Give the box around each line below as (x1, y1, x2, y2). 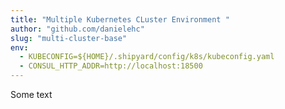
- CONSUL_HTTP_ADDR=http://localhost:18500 (19, 61, 203, 71)
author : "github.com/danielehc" (10, 24, 145, 34)
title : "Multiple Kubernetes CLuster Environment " (10, 14, 230, 25)
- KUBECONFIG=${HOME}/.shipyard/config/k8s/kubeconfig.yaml (19, 52, 275, 62)
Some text (10, 89, 53, 100)
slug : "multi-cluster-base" (10, 33, 128, 43)
